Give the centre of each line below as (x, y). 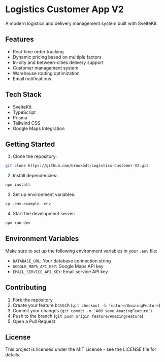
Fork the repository (33, 300)
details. (13, 355)
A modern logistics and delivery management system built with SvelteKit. (82, 23)
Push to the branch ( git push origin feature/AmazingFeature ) (78, 316)
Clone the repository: (35, 156)
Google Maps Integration (39, 128)
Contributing (26, 288)
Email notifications (32, 78)
